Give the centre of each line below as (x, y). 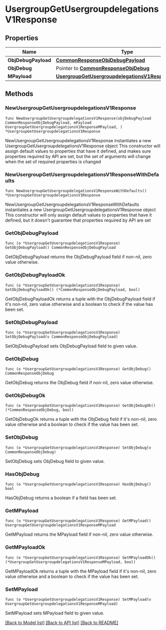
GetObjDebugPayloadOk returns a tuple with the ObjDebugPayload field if (80, 299)
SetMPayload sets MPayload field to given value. (55, 613)
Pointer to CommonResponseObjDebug (103, 68)
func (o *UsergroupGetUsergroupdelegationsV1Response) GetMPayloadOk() (80, 558)
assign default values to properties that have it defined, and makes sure (78, 151)
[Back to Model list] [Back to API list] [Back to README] (62, 623)
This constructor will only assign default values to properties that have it (79, 215)
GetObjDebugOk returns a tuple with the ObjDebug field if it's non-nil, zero (81, 419)
